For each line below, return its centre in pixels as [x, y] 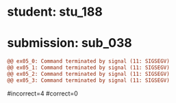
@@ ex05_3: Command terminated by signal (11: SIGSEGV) [88, 80]
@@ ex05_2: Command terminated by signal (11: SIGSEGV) [88, 74]
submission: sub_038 [70, 43]
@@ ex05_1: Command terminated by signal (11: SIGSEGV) [88, 68]
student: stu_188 [55, 12]
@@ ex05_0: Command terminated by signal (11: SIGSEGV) [88, 61]
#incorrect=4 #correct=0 [43, 93]
